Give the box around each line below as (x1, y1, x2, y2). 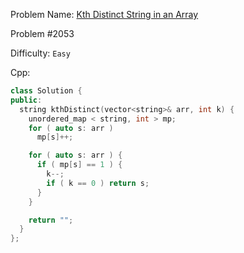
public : (10, 95, 43, 105)
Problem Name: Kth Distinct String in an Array (10, 9, 199, 20)
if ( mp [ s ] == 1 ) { (36, 160, 123, 170)
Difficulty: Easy (10, 47, 71, 59)
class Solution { (10, 86, 83, 96)
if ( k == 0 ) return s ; (46, 178, 150, 188)
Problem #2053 (10, 28, 75, 39)
